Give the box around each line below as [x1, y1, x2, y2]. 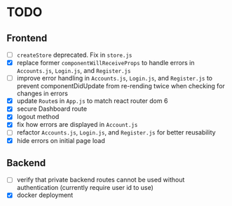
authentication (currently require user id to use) [16, 184, 153, 192]
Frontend [6, 32, 48, 44]
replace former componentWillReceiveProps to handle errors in [16, 59, 195, 67]
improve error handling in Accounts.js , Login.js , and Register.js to [16, 74, 213, 83]
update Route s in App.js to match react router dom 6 [16, 97, 168, 105]
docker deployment [16, 191, 74, 200]
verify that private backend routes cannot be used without [16, 176, 185, 184]
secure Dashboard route [16, 104, 88, 113]
